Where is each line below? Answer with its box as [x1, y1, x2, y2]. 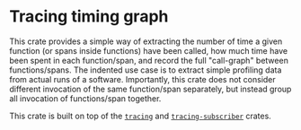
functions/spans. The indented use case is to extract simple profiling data [9, 65, 282, 75]
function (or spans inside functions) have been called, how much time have [9, 45, 288, 56]
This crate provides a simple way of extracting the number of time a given [9, 36, 283, 47]
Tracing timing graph [9, 6, 169, 27]
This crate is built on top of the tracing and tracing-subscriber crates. [9, 110, 271, 121]
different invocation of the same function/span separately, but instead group [9, 83, 292, 94]
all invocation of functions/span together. [9, 92, 162, 104]
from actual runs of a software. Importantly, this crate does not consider [9, 74, 276, 84]
